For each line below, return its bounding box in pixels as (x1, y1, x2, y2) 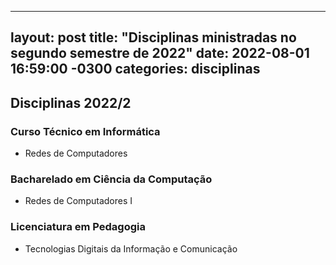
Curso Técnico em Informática (10, 124, 161, 138)
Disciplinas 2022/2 (10, 94, 132, 111)
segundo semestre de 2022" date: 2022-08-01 (10, 45, 310, 62)
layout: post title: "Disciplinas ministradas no (10, 29, 297, 46)
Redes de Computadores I (24, 195, 133, 207)
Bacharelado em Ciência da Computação (10, 172, 213, 186)
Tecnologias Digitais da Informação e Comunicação (24, 242, 238, 255)
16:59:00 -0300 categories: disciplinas (10, 61, 261, 78)
